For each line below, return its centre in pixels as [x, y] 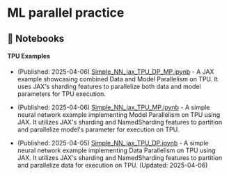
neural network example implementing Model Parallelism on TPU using [119, 114]
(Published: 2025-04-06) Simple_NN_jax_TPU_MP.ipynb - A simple [113, 107]
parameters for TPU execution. [62, 94]
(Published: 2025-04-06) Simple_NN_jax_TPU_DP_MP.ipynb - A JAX [116, 72]
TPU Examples [29, 56]
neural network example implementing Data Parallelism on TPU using [116, 150]
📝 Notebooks [36, 39]
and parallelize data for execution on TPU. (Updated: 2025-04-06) [112, 165]
